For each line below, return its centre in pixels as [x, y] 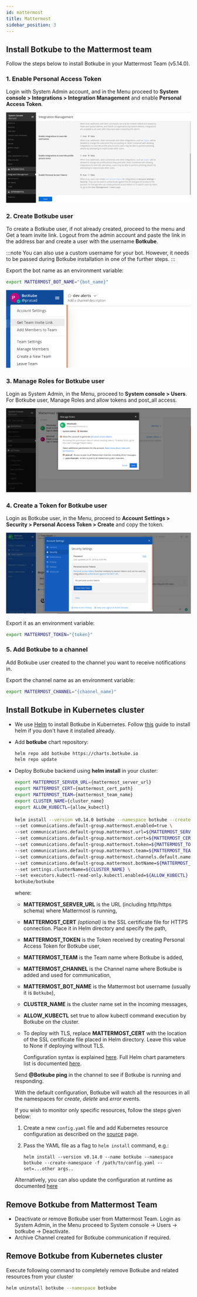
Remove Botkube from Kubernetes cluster [84, 1256]
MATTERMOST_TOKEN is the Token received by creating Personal [104, 940]
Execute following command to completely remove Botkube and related [92, 1270]
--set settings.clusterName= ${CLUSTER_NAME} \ [72, 869]
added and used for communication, [67, 975]
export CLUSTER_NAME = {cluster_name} [59, 801]
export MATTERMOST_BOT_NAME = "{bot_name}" [57, 282]
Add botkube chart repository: [52, 742]
